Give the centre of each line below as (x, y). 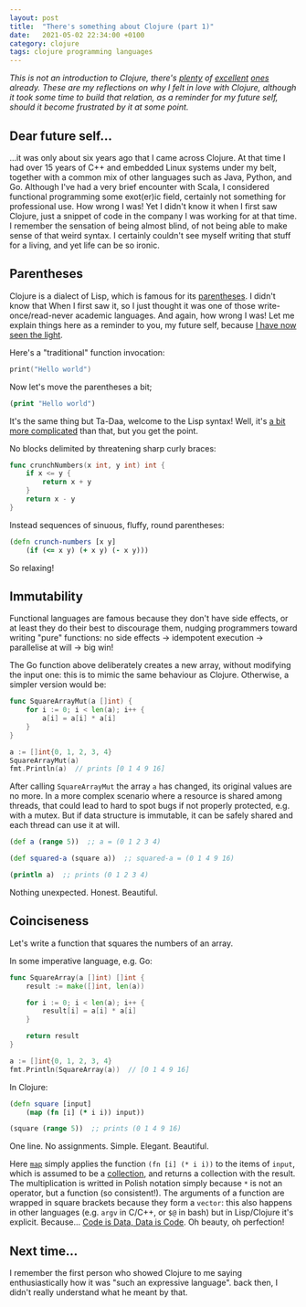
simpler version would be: (58, 685)
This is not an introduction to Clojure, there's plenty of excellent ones (139, 78)
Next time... (44, 1251)
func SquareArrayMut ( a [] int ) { (71, 701)
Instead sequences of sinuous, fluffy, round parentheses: (117, 525)
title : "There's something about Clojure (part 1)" (112, 27)
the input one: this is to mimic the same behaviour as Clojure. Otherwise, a (149, 675)
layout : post (34, 18)
